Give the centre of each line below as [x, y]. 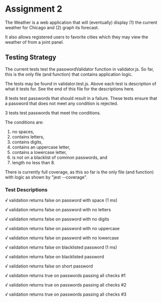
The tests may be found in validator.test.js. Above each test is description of [81, 84]
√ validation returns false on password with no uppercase [62, 229]
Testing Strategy [31, 58]
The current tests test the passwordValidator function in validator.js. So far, [80, 69]
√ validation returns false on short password [49, 266]
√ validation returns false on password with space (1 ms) [61, 201]
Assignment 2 [34, 9]
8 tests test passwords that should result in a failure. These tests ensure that [81, 98]
